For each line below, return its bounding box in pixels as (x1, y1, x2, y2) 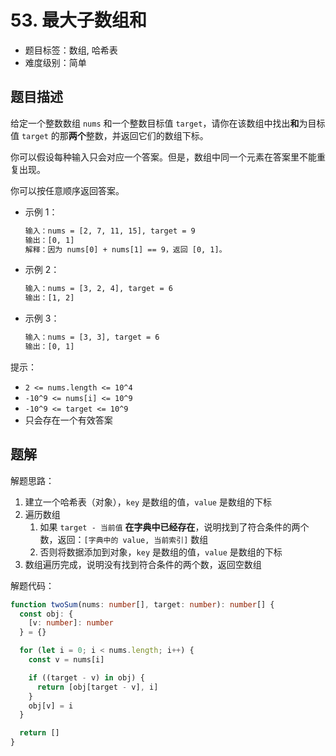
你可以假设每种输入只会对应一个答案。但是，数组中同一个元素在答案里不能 (10, 151, 317, 163)
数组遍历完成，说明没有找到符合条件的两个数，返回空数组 (24, 558, 262, 570)
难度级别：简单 (24, 56, 87, 68)
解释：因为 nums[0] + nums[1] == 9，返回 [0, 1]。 (24, 244, 227, 255)
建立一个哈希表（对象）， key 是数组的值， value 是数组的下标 (24, 496, 272, 508)
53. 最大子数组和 (10, 9, 148, 32)
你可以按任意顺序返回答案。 (10, 184, 125, 196)
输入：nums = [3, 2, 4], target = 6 (24, 284, 173, 294)
